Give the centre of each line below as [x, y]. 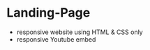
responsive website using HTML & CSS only [80, 32]
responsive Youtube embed [56, 39]
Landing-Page [48, 13]
